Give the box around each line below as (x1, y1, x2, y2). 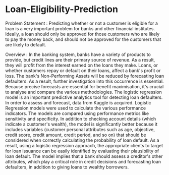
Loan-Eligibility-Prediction (5, 4, 119, 15)
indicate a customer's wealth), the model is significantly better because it (5, 121, 158, 127)
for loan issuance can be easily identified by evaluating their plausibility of (5, 148, 159, 154)
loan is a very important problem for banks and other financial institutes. (5, 25, 155, 31)
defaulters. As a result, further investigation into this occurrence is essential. (5, 78, 164, 84)
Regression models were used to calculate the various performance (5, 105, 146, 111)
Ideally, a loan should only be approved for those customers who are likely (5, 31, 160, 37)
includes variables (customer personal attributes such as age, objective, (5, 126, 155, 132)
